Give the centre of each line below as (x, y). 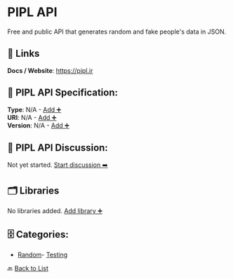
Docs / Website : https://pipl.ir (50, 70)
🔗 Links (24, 54)
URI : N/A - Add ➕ (32, 117)
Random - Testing (42, 254)
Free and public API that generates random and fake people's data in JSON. (117, 32)
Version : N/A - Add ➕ (39, 125)
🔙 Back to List (28, 268)
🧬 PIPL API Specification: (62, 93)
